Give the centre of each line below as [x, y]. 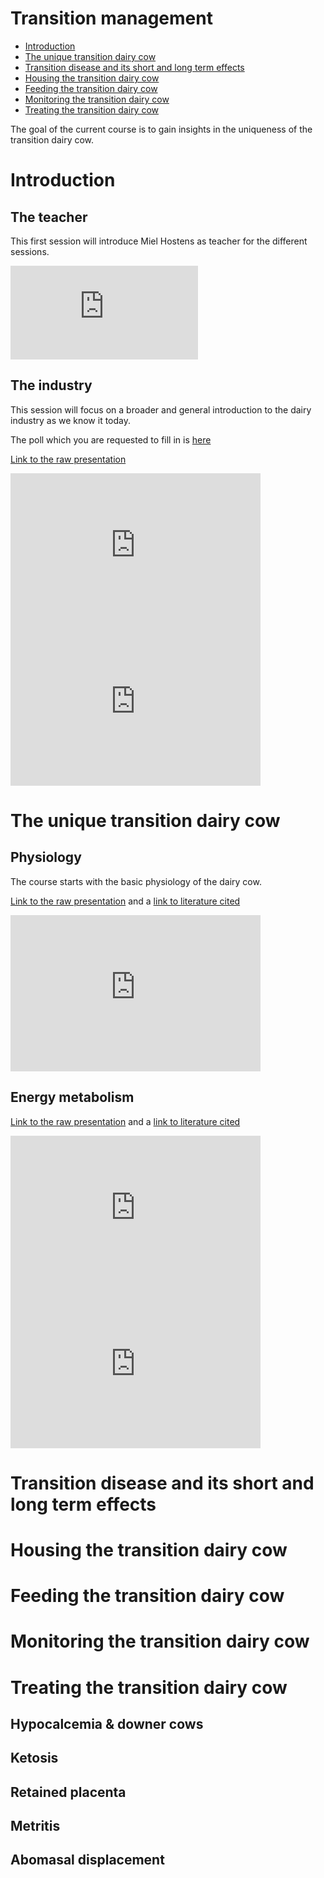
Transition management [111, 18]
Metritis [35, 1826]
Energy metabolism [72, 1097]
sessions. [30, 251]
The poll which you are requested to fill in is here [111, 439]
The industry [51, 385]
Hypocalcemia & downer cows [107, 1723]
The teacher [49, 217]
